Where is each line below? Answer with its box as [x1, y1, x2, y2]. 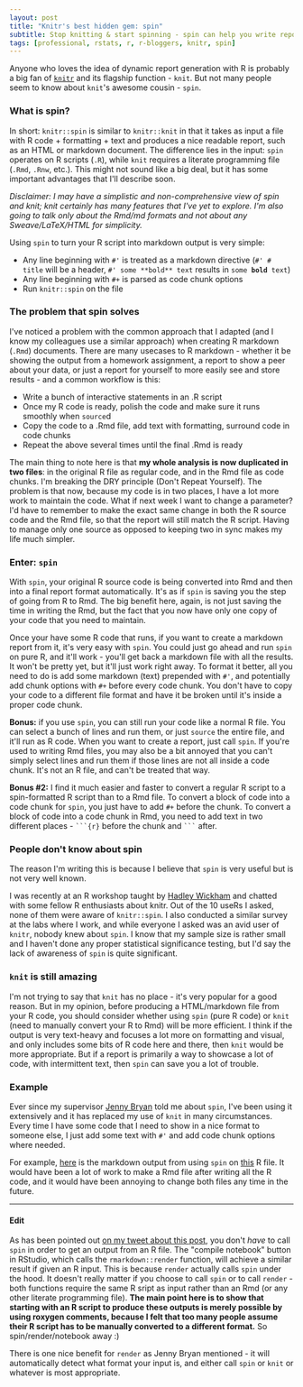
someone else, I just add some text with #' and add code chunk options [9, 1130, 276, 1141]
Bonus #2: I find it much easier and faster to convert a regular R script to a [9, 782, 286, 794]
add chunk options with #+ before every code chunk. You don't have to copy [9, 680, 293, 691]
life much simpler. [9, 533, 76, 544]
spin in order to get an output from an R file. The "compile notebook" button [9, 1245, 291, 1255]
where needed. [9, 1140, 66, 1151]
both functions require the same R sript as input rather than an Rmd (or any [9, 1282, 289, 1294]
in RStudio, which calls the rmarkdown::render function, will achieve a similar [9, 1254, 292, 1265]
